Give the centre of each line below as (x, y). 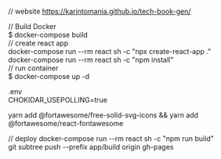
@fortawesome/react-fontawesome (66, 123)
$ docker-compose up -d (49, 76)
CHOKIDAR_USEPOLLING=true (58, 100)
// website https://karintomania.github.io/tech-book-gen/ (100, 11)
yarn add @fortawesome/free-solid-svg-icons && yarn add (103, 115)
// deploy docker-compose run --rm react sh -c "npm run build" (111, 139)
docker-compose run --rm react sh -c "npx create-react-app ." (110, 51)
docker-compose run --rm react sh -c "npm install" (91, 60)
